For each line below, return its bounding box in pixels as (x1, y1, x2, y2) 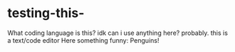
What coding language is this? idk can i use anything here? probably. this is (7, 28, 228, 37)
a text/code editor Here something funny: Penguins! (7, 36, 160, 44)
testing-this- (7, 5, 85, 21)
